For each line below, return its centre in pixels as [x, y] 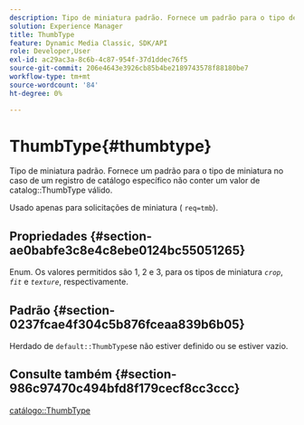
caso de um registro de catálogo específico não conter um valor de [135, 181]
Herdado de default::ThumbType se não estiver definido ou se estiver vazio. [149, 346]
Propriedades [48, 236]
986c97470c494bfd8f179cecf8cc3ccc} [125, 388]
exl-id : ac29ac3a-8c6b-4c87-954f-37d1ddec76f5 [99, 60]
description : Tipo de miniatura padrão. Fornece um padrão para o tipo [147, 18]
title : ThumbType [42, 34]
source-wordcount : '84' [54, 85]
